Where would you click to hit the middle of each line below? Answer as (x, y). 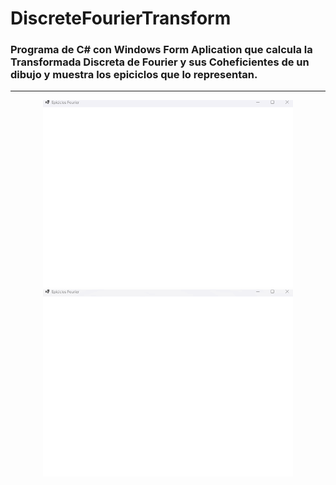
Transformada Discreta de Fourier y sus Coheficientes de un (160, 62)
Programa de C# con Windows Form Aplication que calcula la (161, 50)
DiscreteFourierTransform (121, 18)
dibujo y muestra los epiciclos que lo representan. (134, 75)
